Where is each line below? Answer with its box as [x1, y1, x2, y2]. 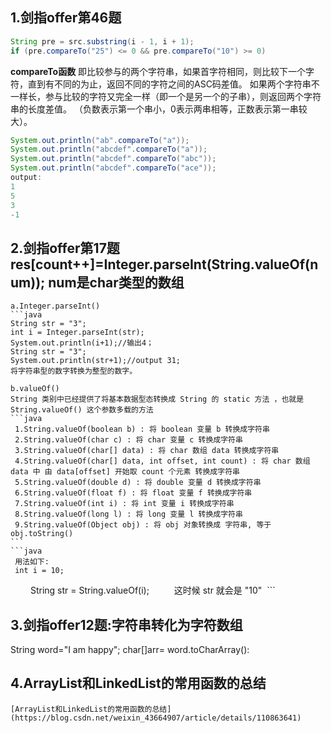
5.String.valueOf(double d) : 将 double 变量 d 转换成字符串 [14, 478, 262, 488]
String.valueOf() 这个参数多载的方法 [10, 405, 154, 415]
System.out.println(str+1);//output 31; [10, 356, 182, 366]
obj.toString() [10, 529, 74, 539]
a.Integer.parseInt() [10, 301, 101, 312]
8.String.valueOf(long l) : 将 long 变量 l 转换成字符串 [14, 509, 243, 520]
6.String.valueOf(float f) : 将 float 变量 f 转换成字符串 [14, 488, 253, 498]
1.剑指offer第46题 [10, 9, 122, 27]
